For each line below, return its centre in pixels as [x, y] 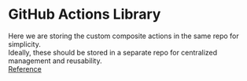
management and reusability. [55, 61]
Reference [25, 69]
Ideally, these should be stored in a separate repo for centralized [113, 52]
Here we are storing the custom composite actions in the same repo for [124, 36]
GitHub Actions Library [85, 14]
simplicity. [24, 44]
